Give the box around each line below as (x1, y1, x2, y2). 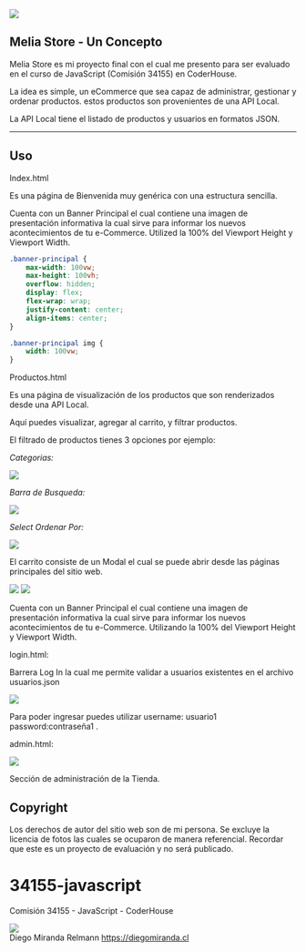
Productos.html (9, 372, 66, 383)
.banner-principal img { (9, 338, 104, 348)
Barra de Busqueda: (9, 487, 86, 498)
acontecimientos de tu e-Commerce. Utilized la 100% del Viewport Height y (9, 227, 293, 238)
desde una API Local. (9, 399, 89, 410)
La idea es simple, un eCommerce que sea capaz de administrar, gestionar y (9, 86, 297, 97)
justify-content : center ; (25, 305, 125, 314)
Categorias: (9, 452, 55, 464)
